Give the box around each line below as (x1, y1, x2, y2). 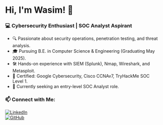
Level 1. (12, 78, 28, 84)
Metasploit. (12, 68, 36, 74)
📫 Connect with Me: (5, 96, 56, 103)
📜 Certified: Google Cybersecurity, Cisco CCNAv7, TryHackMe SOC (12, 73, 150, 79)
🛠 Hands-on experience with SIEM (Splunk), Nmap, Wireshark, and (12, 61, 150, 67)
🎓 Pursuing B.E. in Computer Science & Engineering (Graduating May (12, 48, 155, 54)
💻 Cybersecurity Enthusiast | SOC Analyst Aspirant (5, 22, 132, 29)
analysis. (12, 43, 31, 49)
